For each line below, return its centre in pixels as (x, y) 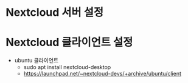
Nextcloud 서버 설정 (55, 12)
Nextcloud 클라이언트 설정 (69, 42)
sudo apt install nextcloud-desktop (67, 67)
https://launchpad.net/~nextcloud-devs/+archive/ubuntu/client (103, 74)
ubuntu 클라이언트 (37, 61)
